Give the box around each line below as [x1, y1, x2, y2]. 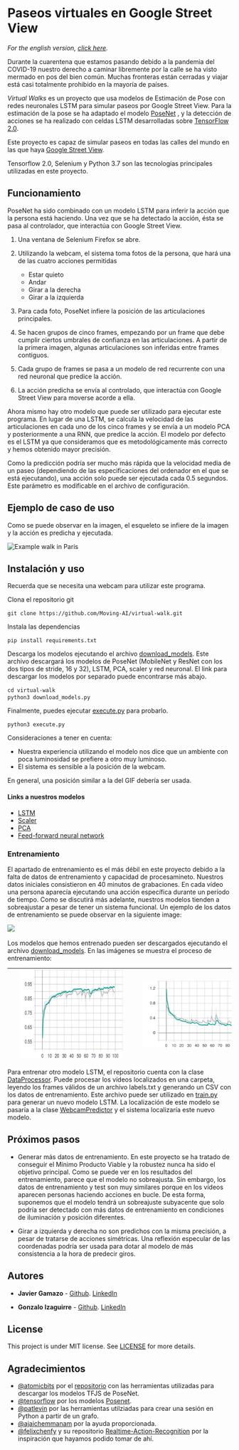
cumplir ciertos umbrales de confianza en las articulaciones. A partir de [17, 336, 228, 344]
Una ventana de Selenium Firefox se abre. [17, 235, 141, 243]
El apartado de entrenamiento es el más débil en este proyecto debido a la [7, 865, 225, 873]
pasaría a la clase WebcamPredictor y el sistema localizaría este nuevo [7, 1105, 215, 1114]
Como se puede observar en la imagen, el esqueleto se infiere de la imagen [7, 521, 229, 529]
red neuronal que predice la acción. [17, 372, 122, 380]
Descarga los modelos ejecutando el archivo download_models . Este [7, 649, 209, 659]
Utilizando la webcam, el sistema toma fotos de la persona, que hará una [17, 249, 231, 257]
